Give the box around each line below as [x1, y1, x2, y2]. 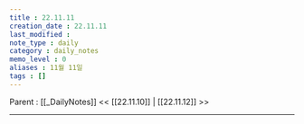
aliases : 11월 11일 [9, 64, 83, 73]
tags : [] [9, 72, 47, 81]
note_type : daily [9, 38, 79, 48]
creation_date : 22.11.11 [9, 22, 107, 31]
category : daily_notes [9, 47, 100, 56]
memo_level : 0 [9, 55, 67, 64]
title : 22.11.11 [9, 13, 75, 22]
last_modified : [9, 30, 71, 39]
